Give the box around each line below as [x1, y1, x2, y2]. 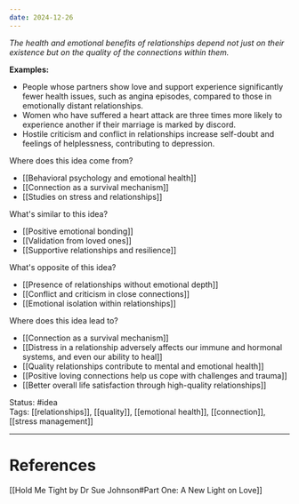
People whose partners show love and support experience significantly [21, 81, 284, 92]
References [9, 455, 96, 476]
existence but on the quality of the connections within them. [9, 46, 230, 58]
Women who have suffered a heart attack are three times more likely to [21, 109, 283, 120]
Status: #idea [9, 396, 58, 407]
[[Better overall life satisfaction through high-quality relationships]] [21, 380, 267, 390]
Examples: [9, 64, 49, 75]
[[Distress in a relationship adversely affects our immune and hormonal [21, 341, 283, 352]
